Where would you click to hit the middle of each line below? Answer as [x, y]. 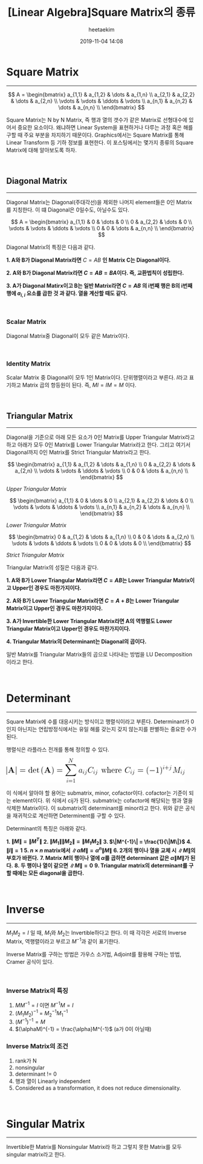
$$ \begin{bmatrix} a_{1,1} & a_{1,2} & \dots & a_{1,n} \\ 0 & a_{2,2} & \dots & [101, 464]
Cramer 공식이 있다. [30, 962]
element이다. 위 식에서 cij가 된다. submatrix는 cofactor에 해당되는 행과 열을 [103, 800]
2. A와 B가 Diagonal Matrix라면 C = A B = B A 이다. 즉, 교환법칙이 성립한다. [95, 273]
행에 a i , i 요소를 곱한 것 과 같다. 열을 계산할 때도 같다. [67, 294]
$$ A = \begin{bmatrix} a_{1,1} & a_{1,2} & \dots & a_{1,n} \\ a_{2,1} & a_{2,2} [101, 94]
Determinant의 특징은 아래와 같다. [47, 828]
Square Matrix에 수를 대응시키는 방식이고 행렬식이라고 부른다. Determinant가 [98, 721]
